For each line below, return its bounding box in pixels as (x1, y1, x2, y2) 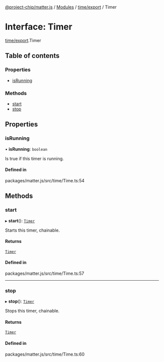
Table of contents (5, 51, 60, 60)
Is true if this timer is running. (5, 155, 64, 161)
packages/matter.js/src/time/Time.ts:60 (5, 351, 85, 357)
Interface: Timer (5, 22, 72, 32)
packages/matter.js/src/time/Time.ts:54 (5, 177, 84, 183)
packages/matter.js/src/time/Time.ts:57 (5, 270, 84, 276)
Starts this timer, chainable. (5, 227, 60, 233)
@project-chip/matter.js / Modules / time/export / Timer (5, 4, 117, 10)
